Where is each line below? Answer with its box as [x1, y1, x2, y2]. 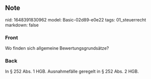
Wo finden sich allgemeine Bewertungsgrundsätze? [5, 45, 109, 51]
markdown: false [5, 22, 39, 28]
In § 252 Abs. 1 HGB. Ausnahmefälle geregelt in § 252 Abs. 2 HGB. [5, 68, 139, 75]
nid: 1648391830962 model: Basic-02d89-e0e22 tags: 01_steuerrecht [5, 17, 146, 22]
